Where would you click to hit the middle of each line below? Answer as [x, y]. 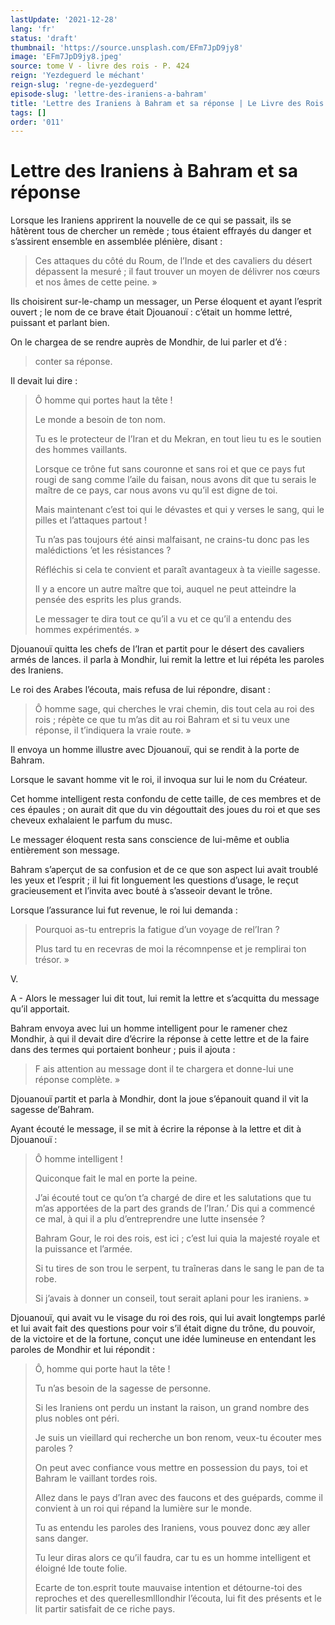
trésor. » [52, 960]
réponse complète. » [77, 1080]
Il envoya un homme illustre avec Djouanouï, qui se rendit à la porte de [155, 750]
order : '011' [37, 122]
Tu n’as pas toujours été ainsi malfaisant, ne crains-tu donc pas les [172, 540]
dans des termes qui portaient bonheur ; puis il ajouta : [123, 1050]
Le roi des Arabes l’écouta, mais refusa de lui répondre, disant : [140, 690]
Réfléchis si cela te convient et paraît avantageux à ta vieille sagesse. [177, 570]
